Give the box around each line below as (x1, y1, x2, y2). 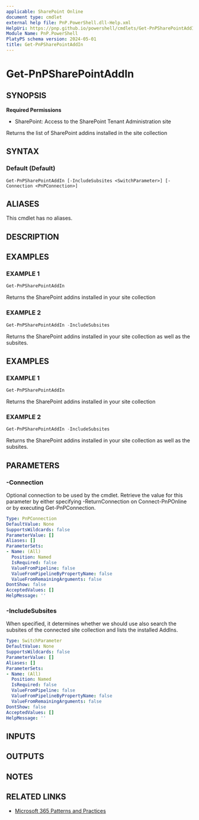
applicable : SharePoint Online (6, 8, 84, 15)
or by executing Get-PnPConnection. (6, 504, 96, 511)
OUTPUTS (6, 751, 44, 761)
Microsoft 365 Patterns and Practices (14, 808, 107, 815)
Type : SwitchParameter (6, 638, 62, 644)
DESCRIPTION (6, 231, 59, 242)
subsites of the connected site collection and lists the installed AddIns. (6, 626, 178, 634)
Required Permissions (6, 106, 62, 113)
